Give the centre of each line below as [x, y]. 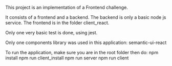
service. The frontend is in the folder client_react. [57, 23]
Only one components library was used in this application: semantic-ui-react [86, 42]
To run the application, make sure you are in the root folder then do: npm [82, 52]
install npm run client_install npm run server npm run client [67, 58]
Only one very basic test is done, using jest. [51, 32]
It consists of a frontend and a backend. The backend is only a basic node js [86, 17]
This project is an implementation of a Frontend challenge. [67, 7]
